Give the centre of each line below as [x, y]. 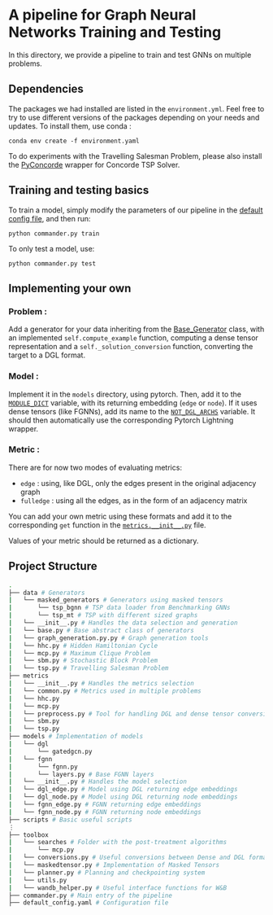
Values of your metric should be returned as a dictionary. [104, 541]
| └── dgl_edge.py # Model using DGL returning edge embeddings [123, 790]
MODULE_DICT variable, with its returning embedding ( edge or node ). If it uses [133, 403]
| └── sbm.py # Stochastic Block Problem [83, 661]
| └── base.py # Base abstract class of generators [102, 630]
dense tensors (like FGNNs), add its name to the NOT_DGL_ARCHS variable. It [132, 411]
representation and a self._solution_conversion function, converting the [131, 347]
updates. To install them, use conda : [70, 126]
